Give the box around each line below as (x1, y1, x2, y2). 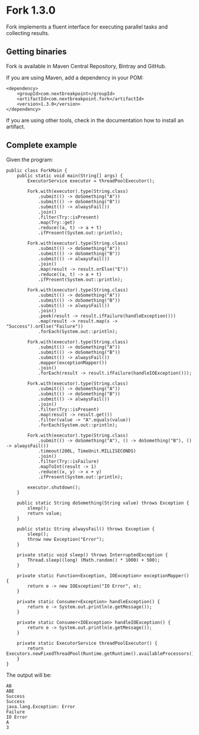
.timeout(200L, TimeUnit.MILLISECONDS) (37, 448, 136, 454)
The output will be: (6, 671, 52, 679)
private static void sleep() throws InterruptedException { (17, 552, 168, 558)
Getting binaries (6, 47, 67, 57)
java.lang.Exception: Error (6, 704, 76, 709)
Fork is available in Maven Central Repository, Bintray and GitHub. (6, 62, 167, 69)
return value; (27, 510, 62, 517)
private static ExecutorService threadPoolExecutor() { (17, 640, 158, 646)
